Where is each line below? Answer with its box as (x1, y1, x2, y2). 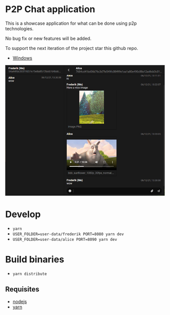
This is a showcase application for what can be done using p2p (5, 20, 137, 26)
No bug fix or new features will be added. (5, 35, 92, 41)
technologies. (5, 25, 34, 31)
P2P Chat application (5, 4, 96, 15)
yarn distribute (12, 271, 47, 276)
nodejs (12, 298, 27, 304)
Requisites (5, 285, 39, 294)
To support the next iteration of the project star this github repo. (5, 45, 138, 51)
